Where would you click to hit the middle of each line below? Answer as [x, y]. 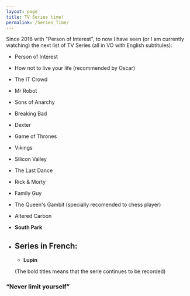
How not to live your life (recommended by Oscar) [75, 68]
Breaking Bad [31, 114]
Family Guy [28, 193]
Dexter [23, 125]
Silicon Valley [30, 159]
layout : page [22, 11]
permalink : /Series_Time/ [37, 22]
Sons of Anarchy [35, 102]
